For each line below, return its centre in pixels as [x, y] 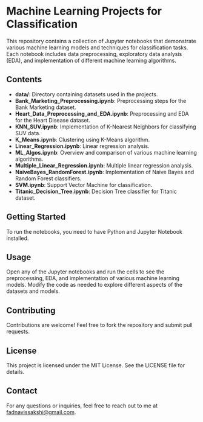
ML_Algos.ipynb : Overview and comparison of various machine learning [106, 152]
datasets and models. [33, 291]
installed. [18, 238]
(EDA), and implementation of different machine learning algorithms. [92, 60]
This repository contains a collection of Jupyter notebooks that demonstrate [101, 41]
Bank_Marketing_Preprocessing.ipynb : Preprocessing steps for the [101, 100]
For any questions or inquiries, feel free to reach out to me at [82, 406]
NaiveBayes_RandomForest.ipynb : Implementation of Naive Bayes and [105, 172]
